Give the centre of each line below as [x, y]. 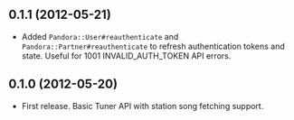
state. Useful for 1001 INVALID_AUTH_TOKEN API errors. [126, 55]
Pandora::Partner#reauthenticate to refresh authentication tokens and [153, 46]
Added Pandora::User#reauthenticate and [100, 36]
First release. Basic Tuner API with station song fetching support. [142, 106]
